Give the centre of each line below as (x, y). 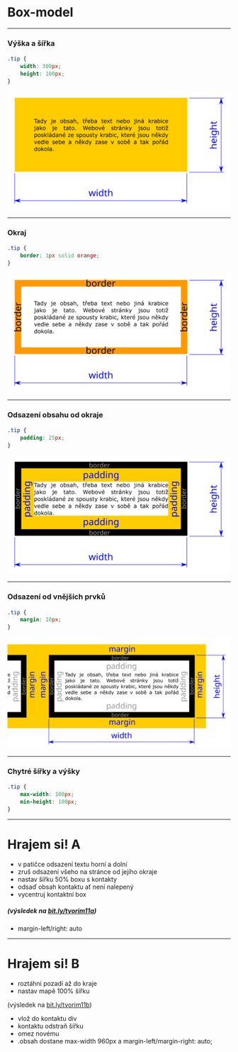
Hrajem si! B (44, 964)
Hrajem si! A (44, 845)
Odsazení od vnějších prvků (57, 597)
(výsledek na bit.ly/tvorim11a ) (52, 910)
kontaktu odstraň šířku (50, 1026)
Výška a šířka (31, 43)
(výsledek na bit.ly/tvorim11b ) (50, 1004)
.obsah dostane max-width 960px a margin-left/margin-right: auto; (115, 1041)
